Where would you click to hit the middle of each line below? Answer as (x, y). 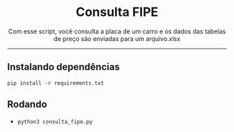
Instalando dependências (64, 67)
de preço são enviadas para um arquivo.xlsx (117, 38)
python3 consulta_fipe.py (55, 122)
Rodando (27, 105)
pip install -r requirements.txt (56, 83)
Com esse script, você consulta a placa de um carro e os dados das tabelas (117, 31)
